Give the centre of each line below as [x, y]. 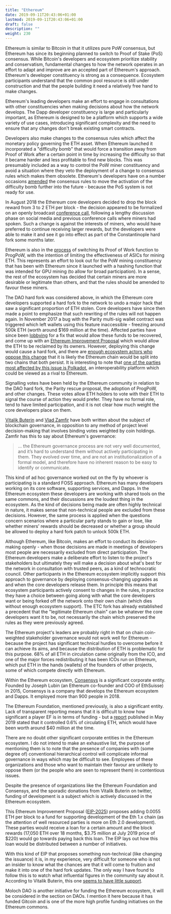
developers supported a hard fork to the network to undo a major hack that [84, 303]
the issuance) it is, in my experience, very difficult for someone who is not [83, 859]
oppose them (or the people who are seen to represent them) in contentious [85, 770]
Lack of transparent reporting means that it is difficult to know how [75, 711]
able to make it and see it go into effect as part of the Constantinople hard [83, 234]
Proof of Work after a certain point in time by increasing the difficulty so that [85, 154]
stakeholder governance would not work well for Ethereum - [89, 638]
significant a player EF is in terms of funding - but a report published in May [84, 717]
